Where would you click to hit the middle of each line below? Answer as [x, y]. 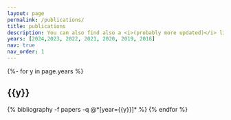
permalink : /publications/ [46, 20]
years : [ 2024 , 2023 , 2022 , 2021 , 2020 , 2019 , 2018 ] [81, 39]
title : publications [37, 26]
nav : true [21, 45]
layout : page [26, 13]
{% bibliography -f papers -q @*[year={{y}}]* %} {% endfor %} [98, 109]
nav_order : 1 [26, 52]
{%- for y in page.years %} [45, 71]
